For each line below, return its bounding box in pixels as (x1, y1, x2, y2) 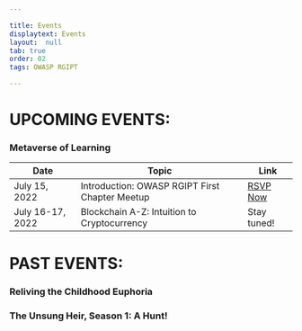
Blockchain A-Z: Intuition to (80, 206, 197, 219)
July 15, (13, 180, 49, 192)
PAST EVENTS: (9, 253, 124, 273)
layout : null (9, 38, 63, 47)
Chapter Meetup (80, 191, 150, 203)
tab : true (9, 46, 47, 55)
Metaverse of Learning (9, 141, 111, 154)
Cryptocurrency (80, 217, 148, 229)
